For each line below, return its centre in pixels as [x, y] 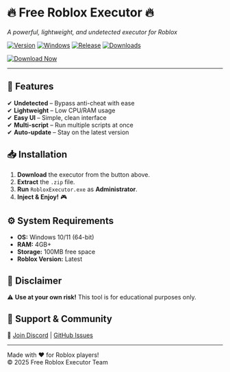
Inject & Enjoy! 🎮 [42, 197]
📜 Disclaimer [35, 281]
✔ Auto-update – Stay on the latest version [68, 132]
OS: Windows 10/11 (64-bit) [55, 237]
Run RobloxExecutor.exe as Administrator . [77, 189]
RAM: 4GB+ [34, 245]
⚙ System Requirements [61, 221]
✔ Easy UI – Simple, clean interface [57, 117]
